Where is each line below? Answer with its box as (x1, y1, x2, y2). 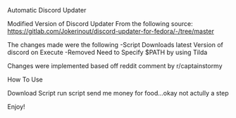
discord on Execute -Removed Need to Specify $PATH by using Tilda (7, 48, 208, 56)
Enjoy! (7, 103, 26, 111)
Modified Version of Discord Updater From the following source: (7, 20, 194, 27)
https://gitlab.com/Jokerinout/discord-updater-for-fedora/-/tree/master (7, 27, 215, 35)
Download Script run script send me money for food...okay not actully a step (7, 89, 229, 97)
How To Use (7, 75, 44, 84)
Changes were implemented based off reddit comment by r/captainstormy (7, 62, 223, 70)
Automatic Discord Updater (7, 6, 87, 14)
